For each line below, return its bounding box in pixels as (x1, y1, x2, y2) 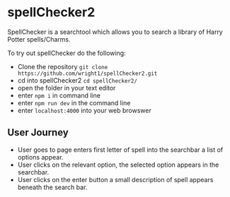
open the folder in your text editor (17, 83, 116, 92)
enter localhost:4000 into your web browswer (17, 106, 152, 114)
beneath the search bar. (17, 183, 88, 191)
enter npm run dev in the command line (17, 98, 131, 107)
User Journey (7, 126, 69, 138)
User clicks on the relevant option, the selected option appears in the (17, 160, 219, 169)
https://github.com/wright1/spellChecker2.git (17, 70, 158, 77)
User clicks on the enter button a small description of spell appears (17, 175, 214, 184)
